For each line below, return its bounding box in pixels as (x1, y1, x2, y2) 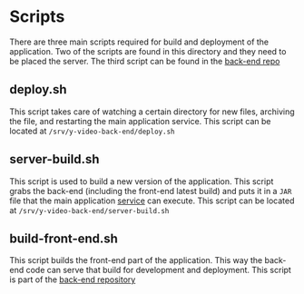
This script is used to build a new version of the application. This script (9, 175, 274, 187)
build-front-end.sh (9, 230, 118, 246)
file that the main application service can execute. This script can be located (9, 195, 295, 206)
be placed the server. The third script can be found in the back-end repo (9, 55, 280, 66)
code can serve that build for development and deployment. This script (25, 265, 292, 276)
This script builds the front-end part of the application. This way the (9, 255, 263, 266)
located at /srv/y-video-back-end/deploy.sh (9, 125, 175, 136)
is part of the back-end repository (9, 274, 136, 285)
